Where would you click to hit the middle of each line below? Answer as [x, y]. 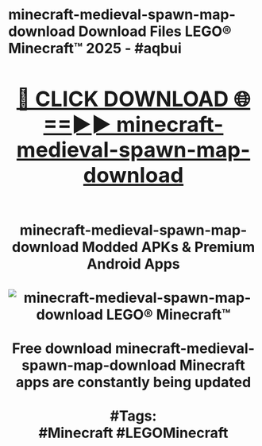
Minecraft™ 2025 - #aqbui [95, 48]
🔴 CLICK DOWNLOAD [122, 99]
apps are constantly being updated [133, 382]
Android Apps [133, 264]
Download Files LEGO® [155, 31]
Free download [62, 348]
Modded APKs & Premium [169, 247]
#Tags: [133, 416]
